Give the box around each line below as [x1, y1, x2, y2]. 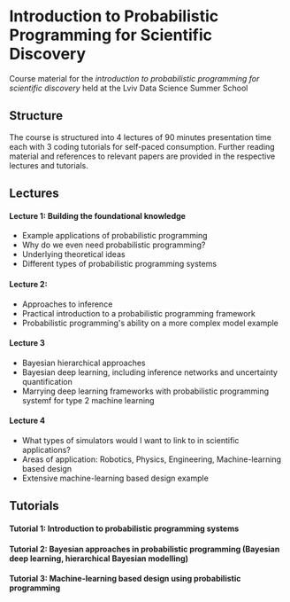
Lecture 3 [9, 338, 46, 348]
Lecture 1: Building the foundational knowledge [9, 210, 186, 221]
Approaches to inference [21, 299, 113, 309]
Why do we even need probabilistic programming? [21, 239, 206, 250]
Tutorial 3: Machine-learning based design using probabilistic [9, 574, 241, 584]
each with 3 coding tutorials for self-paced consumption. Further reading [9, 141, 276, 152]
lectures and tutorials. [9, 160, 88, 170]
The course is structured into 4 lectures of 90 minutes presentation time [9, 131, 272, 143]
